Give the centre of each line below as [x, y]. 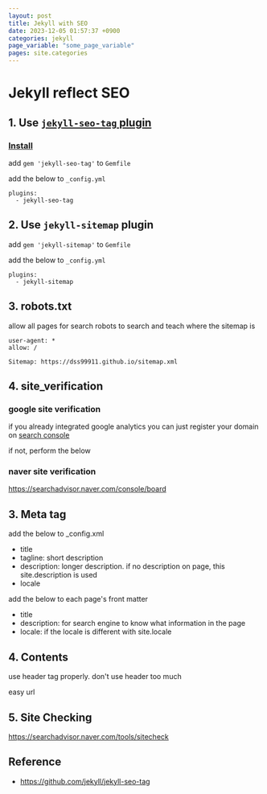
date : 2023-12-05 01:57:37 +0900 [64, 31]
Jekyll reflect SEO [69, 93]
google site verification [55, 409]
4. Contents [38, 657]
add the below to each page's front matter [78, 599]
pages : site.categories [48, 53]
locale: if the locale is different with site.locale [96, 631]
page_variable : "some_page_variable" [72, 46]
